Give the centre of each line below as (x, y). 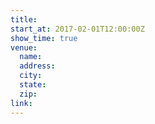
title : (24, 19)
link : (21, 103)
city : (31, 76)
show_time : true (44, 38)
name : (31, 57)
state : (33, 85)
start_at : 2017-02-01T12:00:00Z (77, 29)
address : (37, 66)
